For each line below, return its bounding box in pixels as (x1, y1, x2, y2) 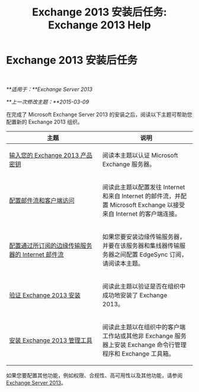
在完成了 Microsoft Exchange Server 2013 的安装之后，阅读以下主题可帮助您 (6, 111, 192, 118)
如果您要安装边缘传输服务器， (102, 232, 186, 240)
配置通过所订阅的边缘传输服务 (9, 241, 93, 249)
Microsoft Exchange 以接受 (110, 201, 185, 209)
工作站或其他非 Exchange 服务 (102, 332, 187, 340)
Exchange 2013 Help (48, 18, 151, 32)
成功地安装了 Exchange (102, 291, 168, 299)
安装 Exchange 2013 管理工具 (9, 336, 93, 344)
